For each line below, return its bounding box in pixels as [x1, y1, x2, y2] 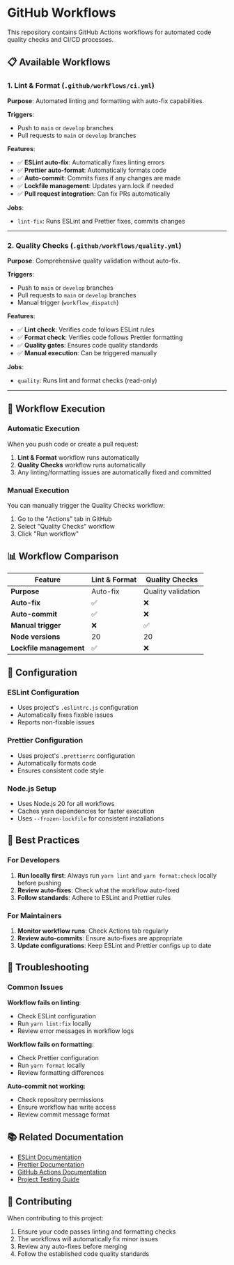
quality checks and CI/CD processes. [7, 35, 114, 43]
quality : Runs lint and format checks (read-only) [17, 376, 158, 385]
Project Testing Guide [17, 1175, 80, 1183]
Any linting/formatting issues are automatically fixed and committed [17, 468, 212, 476]
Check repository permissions [17, 1095, 104, 1103]
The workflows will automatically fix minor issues [17, 1235, 159, 1243]
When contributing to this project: [7, 1214, 104, 1223]
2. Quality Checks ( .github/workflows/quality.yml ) [7, 240, 182, 250]
